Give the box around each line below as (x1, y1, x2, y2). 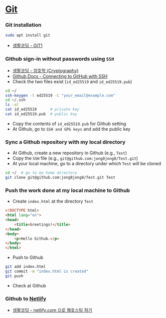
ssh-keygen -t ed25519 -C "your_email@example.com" (5, 93, 115, 98)
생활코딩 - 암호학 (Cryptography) (12, 67, 79, 73)
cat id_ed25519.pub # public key (5, 112, 78, 117)
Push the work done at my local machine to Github (5, 187, 130, 194)
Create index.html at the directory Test (12, 198, 94, 204)
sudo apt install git (5, 33, 51, 38)
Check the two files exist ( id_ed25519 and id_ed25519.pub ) (12, 78, 132, 84)
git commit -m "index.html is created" (5, 269, 89, 274)
